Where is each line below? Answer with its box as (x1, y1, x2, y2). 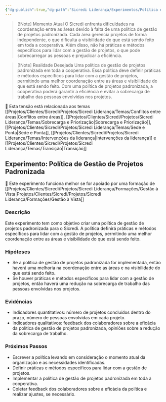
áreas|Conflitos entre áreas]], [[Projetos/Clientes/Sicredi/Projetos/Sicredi (5, 114, 154, 119)
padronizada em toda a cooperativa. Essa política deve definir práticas (17, 67, 161, 73)
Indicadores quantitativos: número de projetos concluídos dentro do (12, 309, 151, 315)
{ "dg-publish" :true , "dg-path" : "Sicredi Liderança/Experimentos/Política (5, 7, 158, 12)
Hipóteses (5, 248, 31, 255)
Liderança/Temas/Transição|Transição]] (5, 145, 87, 151)
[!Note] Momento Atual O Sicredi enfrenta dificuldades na (17, 21, 134, 27)
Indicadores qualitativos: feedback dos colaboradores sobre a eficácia (12, 320, 156, 326)
